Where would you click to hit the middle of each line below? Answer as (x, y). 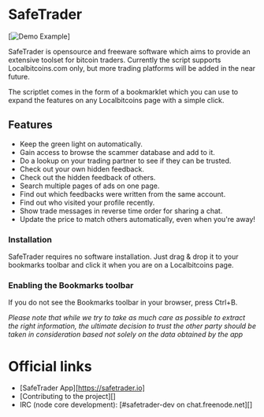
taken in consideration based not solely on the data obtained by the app (126, 334)
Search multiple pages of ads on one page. (89, 186)
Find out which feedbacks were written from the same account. (123, 194)
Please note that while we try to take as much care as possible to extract (127, 318)
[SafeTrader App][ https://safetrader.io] (82, 388)
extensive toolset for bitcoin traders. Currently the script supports (115, 60)
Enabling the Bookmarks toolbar (71, 285)
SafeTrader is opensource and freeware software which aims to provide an (129, 51)
